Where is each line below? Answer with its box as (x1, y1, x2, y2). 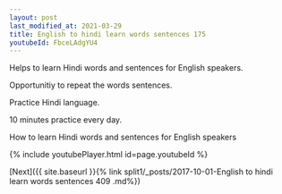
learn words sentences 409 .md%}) (9, 176, 141, 187)
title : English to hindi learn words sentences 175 (9, 30, 206, 38)
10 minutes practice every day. (9, 114, 123, 125)
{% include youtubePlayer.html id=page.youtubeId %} (9, 149, 209, 160)
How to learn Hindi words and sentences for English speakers (9, 131, 237, 143)
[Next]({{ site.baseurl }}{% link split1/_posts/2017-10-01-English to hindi (9, 166, 273, 177)
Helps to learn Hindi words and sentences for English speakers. (9, 63, 244, 73)
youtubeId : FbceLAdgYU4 (9, 38, 98, 47)
